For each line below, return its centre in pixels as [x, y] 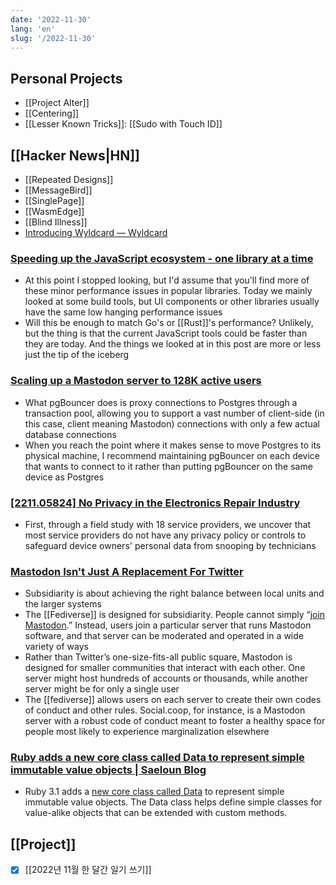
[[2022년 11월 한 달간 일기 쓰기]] [88, 870]
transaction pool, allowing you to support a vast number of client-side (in [174, 413]
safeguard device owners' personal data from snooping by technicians [170, 545]
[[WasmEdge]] [54, 211]
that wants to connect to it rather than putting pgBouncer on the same [168, 466]
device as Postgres [64, 477]
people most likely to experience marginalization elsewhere [147, 732]
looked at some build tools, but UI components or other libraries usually [172, 302]
